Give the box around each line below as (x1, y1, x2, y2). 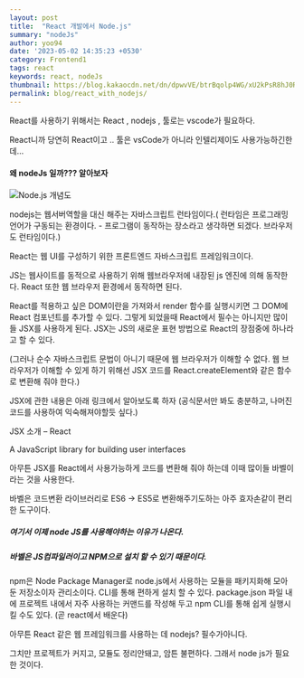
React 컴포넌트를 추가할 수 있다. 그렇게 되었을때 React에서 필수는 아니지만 (9, 311, 271, 322)
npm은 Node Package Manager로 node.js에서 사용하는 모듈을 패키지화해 (9, 576, 271, 587)
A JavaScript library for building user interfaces (9, 444, 186, 455)
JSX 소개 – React (9, 426, 71, 437)
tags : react (9, 64, 54, 73)
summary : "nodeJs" (9, 30, 79, 39)
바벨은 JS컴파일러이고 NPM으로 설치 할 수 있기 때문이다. (9, 551, 207, 561)
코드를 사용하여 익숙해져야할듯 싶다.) (9, 406, 138, 417)
